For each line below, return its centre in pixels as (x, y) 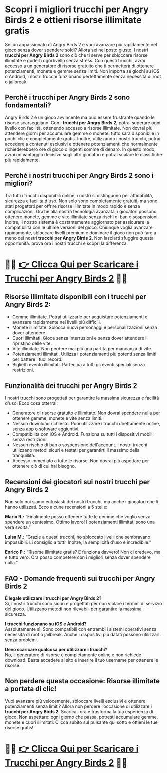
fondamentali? (28, 105)
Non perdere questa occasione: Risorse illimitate (82, 681)
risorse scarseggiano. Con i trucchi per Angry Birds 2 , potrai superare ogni (83, 122)
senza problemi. (22, 640)
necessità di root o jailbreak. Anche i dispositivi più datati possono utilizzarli (83, 635)
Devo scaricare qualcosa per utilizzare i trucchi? (56, 650)
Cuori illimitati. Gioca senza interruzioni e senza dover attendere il (80, 338)
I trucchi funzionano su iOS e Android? (46, 624)
